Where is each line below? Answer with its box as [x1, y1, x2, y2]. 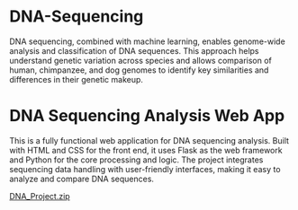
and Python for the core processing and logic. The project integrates [9, 154, 264, 165]
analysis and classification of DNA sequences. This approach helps [9, 45, 259, 56]
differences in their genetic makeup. [9, 74, 144, 84]
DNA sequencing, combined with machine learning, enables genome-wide [9, 36, 285, 47]
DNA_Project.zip [9, 190, 70, 201]
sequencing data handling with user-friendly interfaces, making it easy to [9, 163, 281, 174]
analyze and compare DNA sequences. [9, 173, 155, 184]
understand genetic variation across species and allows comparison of [9, 55, 273, 66]
